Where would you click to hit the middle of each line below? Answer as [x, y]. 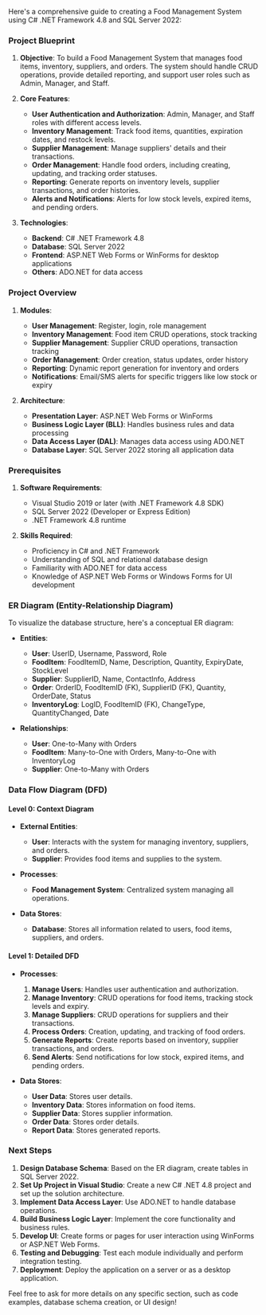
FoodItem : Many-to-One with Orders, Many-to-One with [124, 752]
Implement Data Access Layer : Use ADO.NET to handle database [128, 1202]
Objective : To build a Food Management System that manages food [131, 58]
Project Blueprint [42, 41]
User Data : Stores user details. [82, 1096]
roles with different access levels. [86, 123]
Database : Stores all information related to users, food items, [132, 929]
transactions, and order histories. [86, 190]
